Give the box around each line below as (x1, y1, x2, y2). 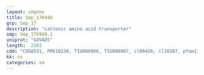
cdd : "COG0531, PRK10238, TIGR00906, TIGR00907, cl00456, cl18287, (6, 48, 181, 54)
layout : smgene (6, 8, 45, 15)
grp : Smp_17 (6, 20, 36, 26)
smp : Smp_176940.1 (6, 31, 53, 37)
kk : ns (6, 54, 23, 60)
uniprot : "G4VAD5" (6, 37, 53, 43)
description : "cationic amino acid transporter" (6, 25, 132, 32)
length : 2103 (6, 43, 42, 49)
